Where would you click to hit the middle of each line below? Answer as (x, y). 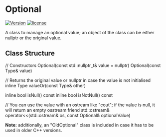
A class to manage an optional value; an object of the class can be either (80, 32)
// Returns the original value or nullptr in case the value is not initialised (78, 80)
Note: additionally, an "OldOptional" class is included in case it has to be (80, 125)
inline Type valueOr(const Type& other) (46, 85)
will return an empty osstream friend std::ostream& (57, 110)
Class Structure (30, 53)
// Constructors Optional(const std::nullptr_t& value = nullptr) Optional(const (83, 65)
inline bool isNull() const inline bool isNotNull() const (59, 95)
